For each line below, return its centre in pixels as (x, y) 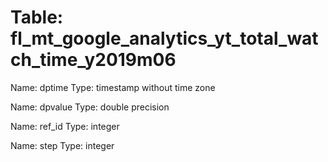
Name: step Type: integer (62, 145)
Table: (37, 17)
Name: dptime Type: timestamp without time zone (113, 87)
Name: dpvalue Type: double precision (90, 107)
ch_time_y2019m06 (93, 60)
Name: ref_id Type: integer (65, 126)
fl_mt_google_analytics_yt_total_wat (164, 38)
